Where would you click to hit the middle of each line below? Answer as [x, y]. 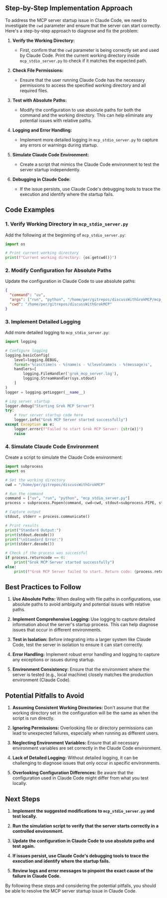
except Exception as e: [30, 425]
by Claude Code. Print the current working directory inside [80, 55]
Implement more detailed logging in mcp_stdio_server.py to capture [89, 139]
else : [11, 567]
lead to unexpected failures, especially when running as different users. [85, 733]
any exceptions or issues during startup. [54, 660]
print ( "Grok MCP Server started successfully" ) [64, 562]
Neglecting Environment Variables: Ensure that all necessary [76, 743]
